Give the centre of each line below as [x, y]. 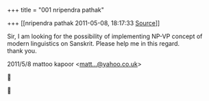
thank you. [22, 51]
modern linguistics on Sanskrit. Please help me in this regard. [94, 43]
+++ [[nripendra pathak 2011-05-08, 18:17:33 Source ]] [84, 23]
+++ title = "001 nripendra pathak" [56, 10]
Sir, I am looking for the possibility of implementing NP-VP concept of [105, 36]
